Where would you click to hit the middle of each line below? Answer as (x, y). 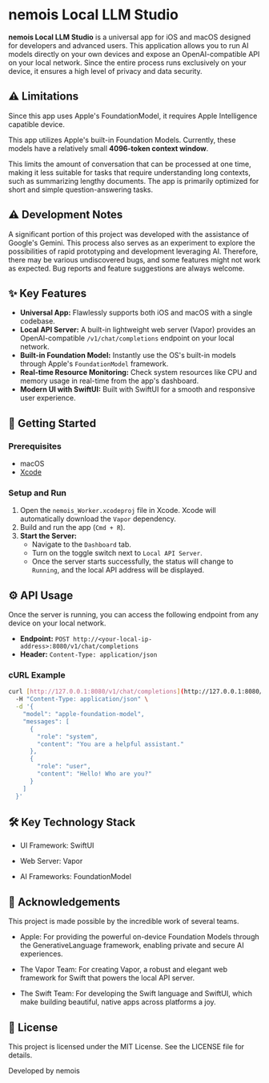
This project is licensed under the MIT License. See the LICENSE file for (126, 1047)
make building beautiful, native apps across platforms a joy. (118, 1002)
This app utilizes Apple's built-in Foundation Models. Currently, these (122, 140)
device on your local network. (57, 623)
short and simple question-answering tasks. (81, 189)
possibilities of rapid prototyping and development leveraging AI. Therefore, (133, 251)
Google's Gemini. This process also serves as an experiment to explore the (132, 242)
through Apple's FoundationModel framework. (94, 364)
